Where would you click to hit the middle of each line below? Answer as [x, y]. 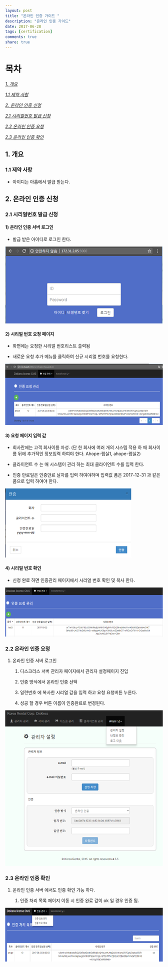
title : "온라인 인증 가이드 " [32, 16]
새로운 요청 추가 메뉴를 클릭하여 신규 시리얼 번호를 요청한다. [70, 356]
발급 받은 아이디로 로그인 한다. [42, 239]
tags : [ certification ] [29, 32]
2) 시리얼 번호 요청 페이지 [30, 334]
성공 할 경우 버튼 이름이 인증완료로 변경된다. [62, 703]
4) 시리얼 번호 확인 [23, 568]
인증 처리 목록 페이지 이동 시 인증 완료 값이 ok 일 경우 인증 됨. [79, 900]
